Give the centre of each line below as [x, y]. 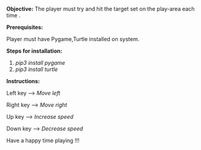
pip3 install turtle [36, 69]
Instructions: [23, 81]
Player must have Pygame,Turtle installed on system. [73, 39]
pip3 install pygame [40, 63]
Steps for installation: [34, 51]
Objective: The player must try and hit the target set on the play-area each [100, 9]
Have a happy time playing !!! [43, 141]
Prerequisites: [25, 27]
